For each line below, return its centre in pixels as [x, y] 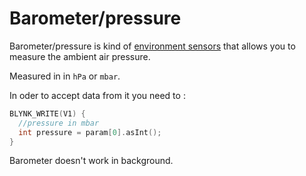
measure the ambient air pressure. [80, 56]
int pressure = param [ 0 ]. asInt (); [90, 132]
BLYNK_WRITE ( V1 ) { [47, 113]
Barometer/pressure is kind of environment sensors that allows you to [152, 46]
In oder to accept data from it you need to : [97, 95]
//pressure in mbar [59, 123]
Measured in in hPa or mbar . [65, 76]
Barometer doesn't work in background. [91, 161]
